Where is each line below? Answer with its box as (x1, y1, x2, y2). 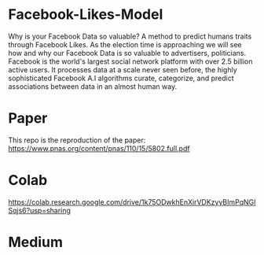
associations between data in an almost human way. (8, 81, 178, 91)
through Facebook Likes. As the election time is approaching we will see (8, 39, 242, 49)
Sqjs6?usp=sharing (8, 205, 71, 215)
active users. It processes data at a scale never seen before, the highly (8, 65, 237, 74)
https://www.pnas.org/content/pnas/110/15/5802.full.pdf (8, 143, 190, 153)
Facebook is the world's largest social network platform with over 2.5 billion (8, 57, 253, 66)
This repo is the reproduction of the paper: (8, 135, 146, 145)
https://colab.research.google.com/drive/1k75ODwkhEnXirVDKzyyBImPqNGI (8, 197, 256, 206)
